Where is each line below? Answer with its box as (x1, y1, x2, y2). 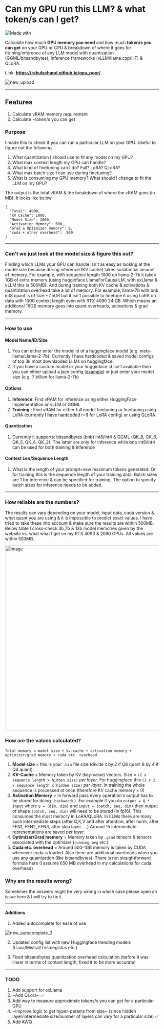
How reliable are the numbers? (5, 499, 80, 505)
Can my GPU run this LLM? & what (5, 3, 145, 15)
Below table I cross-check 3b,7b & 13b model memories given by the (5, 525, 143, 532)
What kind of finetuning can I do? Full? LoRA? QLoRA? (12, 165, 121, 171)
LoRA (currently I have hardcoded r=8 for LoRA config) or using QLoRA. (12, 412, 157, 418)
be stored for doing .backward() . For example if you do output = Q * (12, 797, 150, 803)
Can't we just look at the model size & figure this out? (5, 250, 133, 257)
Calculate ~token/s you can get (12, 116, 76, 122)
